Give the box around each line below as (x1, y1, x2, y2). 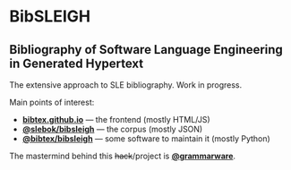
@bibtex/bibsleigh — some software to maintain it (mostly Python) (21, 133, 270, 144)
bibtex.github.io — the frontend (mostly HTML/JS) (21, 115, 210, 124)
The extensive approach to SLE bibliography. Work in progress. (9, 80, 243, 90)
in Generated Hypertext (9, 55, 144, 71)
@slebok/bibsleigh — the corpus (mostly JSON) (21, 123, 203, 134)
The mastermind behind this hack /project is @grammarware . (9, 150, 235, 161)
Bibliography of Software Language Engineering (9, 42, 284, 57)
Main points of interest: (9, 97, 95, 107)
